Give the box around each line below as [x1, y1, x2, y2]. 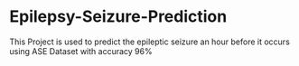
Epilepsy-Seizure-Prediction [9, 6, 228, 27]
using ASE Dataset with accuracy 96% [9, 45, 153, 56]
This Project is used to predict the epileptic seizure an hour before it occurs [9, 36, 291, 47]
